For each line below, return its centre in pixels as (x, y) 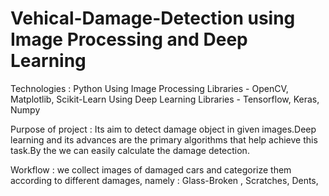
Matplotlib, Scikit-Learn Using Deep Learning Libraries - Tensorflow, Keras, (165, 99)
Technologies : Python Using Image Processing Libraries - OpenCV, (149, 88)
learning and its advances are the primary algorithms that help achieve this (164, 139)
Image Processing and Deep (129, 39)
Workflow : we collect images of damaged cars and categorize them (151, 169)
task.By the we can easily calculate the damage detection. (130, 150)
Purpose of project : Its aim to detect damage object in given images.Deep (163, 129)
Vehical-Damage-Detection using (153, 18)
